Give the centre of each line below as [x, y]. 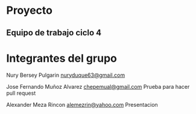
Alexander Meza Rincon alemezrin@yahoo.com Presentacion [82, 104]
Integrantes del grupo [62, 58]
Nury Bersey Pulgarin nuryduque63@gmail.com [66, 75]
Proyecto [30, 10]
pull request [21, 93]
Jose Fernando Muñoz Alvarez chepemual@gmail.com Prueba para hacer [98, 86]
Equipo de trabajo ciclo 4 [54, 33]
